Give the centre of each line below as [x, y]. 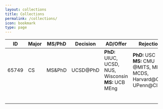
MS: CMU [144, 61]
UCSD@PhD [85, 70]
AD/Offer [116, 44]
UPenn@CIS [147, 85]
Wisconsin [116, 77]
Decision [85, 44]
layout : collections [26, 9]
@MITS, [142, 67]
